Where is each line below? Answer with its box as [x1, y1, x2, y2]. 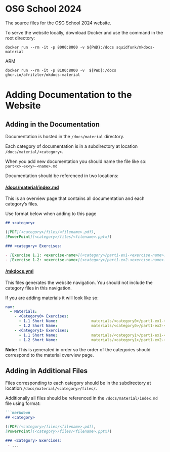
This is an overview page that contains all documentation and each [5, 195, 145, 201]
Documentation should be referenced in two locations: [5, 173, 119, 179]
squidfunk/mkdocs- [116, 45, 155, 50]
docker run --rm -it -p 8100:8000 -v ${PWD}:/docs [5, 68, 116, 73]
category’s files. [5, 201, 39, 207]
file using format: [5, 400, 41, 406]
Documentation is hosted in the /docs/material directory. [5, 133, 124, 139]
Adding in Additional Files [5, 366, 88, 375]
